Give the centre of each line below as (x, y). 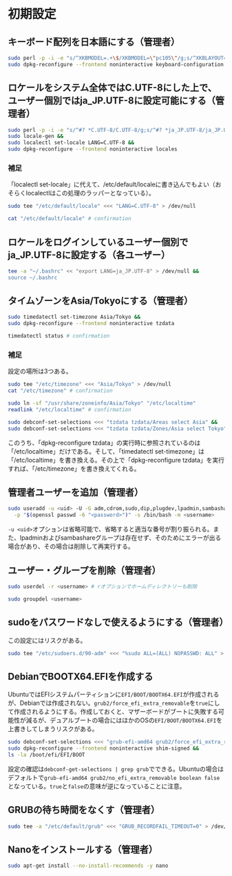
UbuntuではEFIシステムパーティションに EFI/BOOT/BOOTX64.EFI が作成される (114, 694)
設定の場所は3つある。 (40, 371)
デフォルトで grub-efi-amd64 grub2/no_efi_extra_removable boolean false (114, 777)
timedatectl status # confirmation (59, 336)
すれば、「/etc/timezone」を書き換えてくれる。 (74, 468)
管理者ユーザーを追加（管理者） (76, 493)
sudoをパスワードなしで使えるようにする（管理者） (118, 622)
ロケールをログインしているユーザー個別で (98, 242)
